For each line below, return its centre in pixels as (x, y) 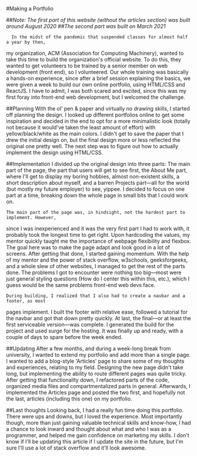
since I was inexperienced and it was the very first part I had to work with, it (98, 229)
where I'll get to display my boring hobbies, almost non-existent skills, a (93, 176)
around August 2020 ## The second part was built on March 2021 (86, 26)
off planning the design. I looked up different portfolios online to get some (95, 115)
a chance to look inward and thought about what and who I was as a (89, 429)
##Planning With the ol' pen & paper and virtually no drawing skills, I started (98, 108)
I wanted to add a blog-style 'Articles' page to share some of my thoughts (95, 361)
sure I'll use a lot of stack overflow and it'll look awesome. (76, 448)
